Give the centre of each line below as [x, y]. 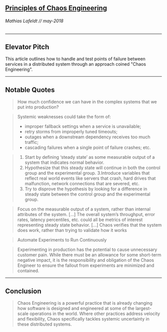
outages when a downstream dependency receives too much [87, 137]
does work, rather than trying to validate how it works [72, 230]
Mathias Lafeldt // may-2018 [34, 21]
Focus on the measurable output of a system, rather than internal [84, 209]
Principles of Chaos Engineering [56, 8]
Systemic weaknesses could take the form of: [64, 117]
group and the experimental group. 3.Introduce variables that [87, 173]
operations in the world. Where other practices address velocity [95, 314]
